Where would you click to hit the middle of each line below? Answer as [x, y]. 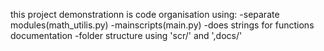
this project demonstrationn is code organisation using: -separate [145, 14]
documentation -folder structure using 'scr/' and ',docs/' [126, 35]
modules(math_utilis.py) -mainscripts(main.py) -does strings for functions [162, 25]
